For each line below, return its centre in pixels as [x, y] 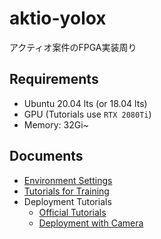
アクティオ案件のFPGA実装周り [73, 47]
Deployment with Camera [91, 223]
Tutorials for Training [66, 191]
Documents [46, 156]
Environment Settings [68, 180]
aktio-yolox [58, 18]
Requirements [54, 79]
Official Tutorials [72, 212]
